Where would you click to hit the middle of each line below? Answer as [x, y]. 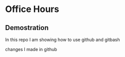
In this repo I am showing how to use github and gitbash [63, 39]
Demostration [27, 28]
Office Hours [32, 9]
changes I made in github [31, 49]
